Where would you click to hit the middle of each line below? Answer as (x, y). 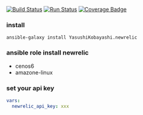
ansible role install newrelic (48, 53)
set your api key (30, 88)
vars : (13, 100)
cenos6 (25, 66)
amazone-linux (34, 72)
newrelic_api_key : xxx (40, 106)
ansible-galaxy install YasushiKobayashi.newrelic (72, 38)
